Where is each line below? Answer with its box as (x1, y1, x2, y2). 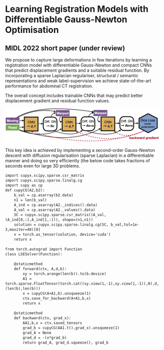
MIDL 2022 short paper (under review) (5, 44, 125, 52)
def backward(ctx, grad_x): (14, 316, 71, 321)
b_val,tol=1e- (110, 222, 139, 227)
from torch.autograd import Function (5, 247, 82, 252)
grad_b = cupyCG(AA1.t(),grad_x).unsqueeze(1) (23, 325, 120, 330)
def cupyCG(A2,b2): (5, 188, 45, 193)
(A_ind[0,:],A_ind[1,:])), (5, 217, 60, 222)
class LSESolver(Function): (5, 252, 63, 257)
